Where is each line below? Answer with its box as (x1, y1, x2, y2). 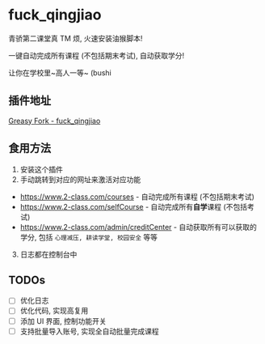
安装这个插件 (19, 164, 63, 174)
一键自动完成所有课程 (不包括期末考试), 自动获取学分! (8, 50, 185, 60)
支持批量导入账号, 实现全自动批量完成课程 (19, 326, 159, 336)
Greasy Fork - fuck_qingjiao (8, 116, 101, 125)
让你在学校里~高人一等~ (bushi (8, 67, 111, 78)
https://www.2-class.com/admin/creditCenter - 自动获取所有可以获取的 (19, 222, 257, 231)
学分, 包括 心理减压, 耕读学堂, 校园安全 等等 (19, 232, 158, 242)
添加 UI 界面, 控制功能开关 (19, 316, 107, 325)
